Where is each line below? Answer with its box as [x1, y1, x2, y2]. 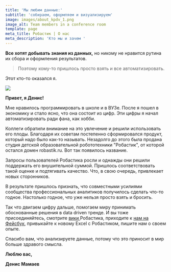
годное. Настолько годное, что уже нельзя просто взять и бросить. [5, 194, 153, 200]
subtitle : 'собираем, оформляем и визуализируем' [5, 12, 113, 17]
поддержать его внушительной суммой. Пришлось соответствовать [5, 162, 155, 169]
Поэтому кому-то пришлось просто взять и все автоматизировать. [17, 65, 165, 72]
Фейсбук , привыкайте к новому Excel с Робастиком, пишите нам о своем [5, 220, 166, 226]
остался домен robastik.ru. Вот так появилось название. [5, 147, 128, 153]
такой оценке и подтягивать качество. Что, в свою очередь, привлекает [5, 168, 164, 174]
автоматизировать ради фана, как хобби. [5, 116, 95, 122]
